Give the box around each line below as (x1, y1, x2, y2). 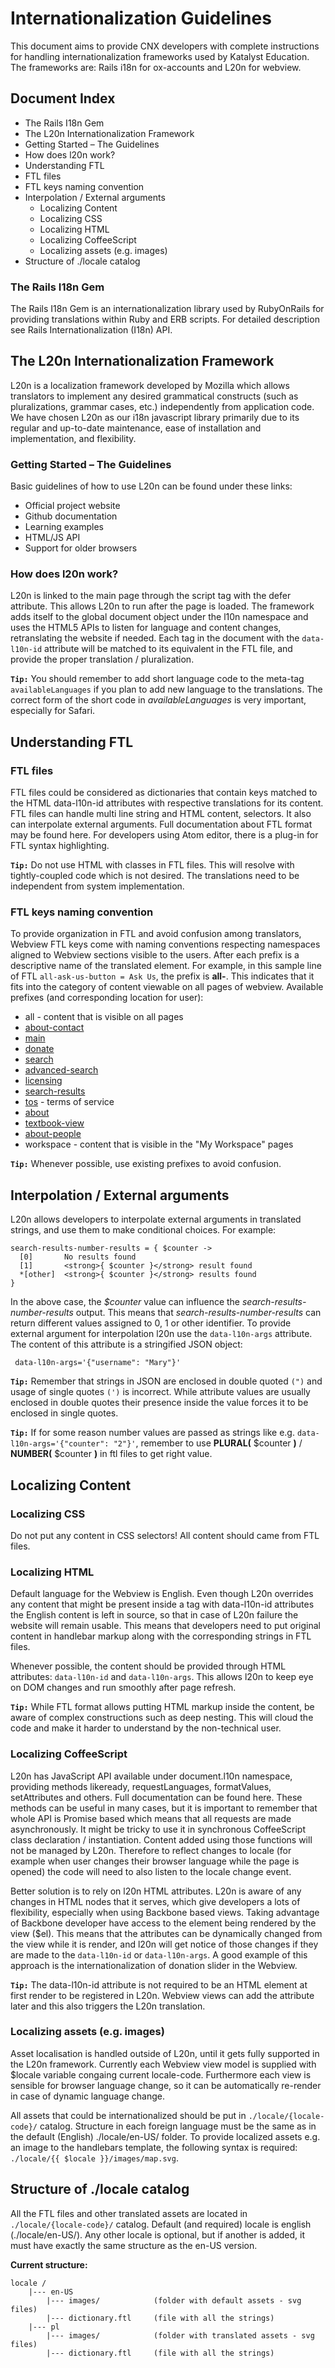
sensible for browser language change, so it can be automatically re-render (10, 2079, 322, 2091)
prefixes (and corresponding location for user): (10, 992, 204, 1004)
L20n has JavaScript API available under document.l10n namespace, (10, 1770, 293, 1782)
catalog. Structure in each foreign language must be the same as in (39, 2120, 317, 2132)
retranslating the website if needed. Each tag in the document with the (10, 632, 300, 644)
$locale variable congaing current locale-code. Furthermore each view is (10, 2068, 312, 2081)
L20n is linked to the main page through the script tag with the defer (10, 590, 292, 602)
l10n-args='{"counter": (10, 1439, 110, 1449)
